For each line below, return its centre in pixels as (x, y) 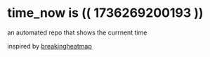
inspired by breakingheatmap (50, 46)
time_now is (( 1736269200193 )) (105, 13)
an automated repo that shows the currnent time (77, 32)
